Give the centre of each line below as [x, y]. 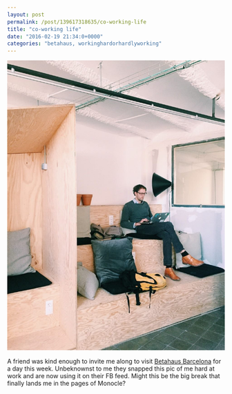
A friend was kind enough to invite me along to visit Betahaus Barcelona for [114, 362]
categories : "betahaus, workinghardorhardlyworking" [85, 44]
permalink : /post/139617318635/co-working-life [77, 22]
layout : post [26, 14]
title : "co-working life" [44, 29]
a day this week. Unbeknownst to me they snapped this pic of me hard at [111, 368]
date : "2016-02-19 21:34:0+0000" [55, 37]
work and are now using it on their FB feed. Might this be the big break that [114, 376]
